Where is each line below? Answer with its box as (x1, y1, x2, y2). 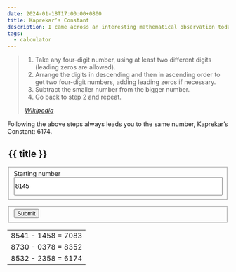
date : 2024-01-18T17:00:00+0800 (7, 10, 102, 18)
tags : (7, 29, 23, 37)
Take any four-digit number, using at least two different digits (34, 55, 212, 64)
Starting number (13, 169, 61, 177)
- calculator (13, 36, 52, 43)
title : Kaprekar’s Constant (7, 17, 90, 24)
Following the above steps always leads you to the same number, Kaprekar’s (7, 120, 228, 128)
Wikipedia (24, 107, 54, 115)
